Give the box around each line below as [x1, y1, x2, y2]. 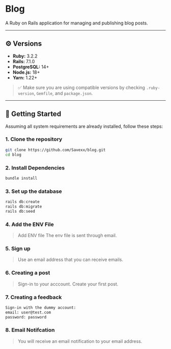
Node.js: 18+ [12, 69, 40, 75]
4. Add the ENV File [5, 221, 54, 228]
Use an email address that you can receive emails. [17, 256, 124, 263]
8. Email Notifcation [5, 327, 55, 334]
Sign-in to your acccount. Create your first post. [17, 281, 119, 287]
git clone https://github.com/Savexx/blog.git [5, 147, 106, 153]
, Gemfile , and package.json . [34, 90, 93, 96]
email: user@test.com [5, 310, 51, 315]
